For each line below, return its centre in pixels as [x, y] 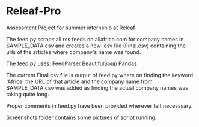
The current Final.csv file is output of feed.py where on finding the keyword [100, 75]
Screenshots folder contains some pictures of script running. [81, 117]
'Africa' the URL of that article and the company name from [79, 81]
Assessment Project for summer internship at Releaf [71, 28]
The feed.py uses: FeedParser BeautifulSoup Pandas [72, 63]
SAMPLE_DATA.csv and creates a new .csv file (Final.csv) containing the [96, 46]
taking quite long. [28, 94]
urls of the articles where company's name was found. [74, 52]
